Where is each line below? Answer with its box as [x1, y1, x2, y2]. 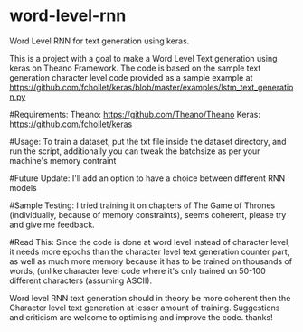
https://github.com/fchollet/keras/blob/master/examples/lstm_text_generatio [9, 81, 294, 92]
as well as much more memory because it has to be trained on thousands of [9, 255, 292, 267]
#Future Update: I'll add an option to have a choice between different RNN [9, 173, 286, 184]
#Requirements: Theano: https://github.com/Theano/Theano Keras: [9, 109, 260, 119]
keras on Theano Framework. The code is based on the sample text [9, 62, 261, 73]
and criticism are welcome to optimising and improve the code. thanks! [9, 311, 273, 322]
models [9, 182, 38, 193]
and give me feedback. [9, 219, 95, 230]
